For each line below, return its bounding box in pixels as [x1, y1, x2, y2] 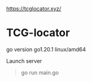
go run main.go [20, 69, 59, 76]
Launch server [6, 57, 42, 65]
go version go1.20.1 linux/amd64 [6, 45, 86, 53]
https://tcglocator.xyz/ [6, 5, 61, 12]
